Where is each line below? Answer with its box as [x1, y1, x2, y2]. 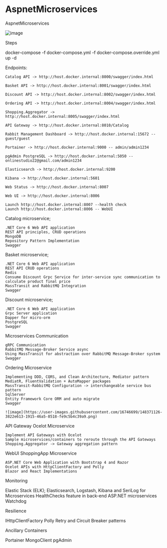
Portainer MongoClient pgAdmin [5, 537, 72, 543]
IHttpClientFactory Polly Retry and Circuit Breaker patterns [5, 517, 126, 523]
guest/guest [5, 136, 30, 141]
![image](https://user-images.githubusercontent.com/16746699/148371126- [5, 409, 163, 415]
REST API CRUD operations [5, 265, 59, 270]
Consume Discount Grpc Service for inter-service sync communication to [5, 275, 160, 280]
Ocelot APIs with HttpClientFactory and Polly [5, 464, 104, 469]
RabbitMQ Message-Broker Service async [5, 347, 89, 352]
